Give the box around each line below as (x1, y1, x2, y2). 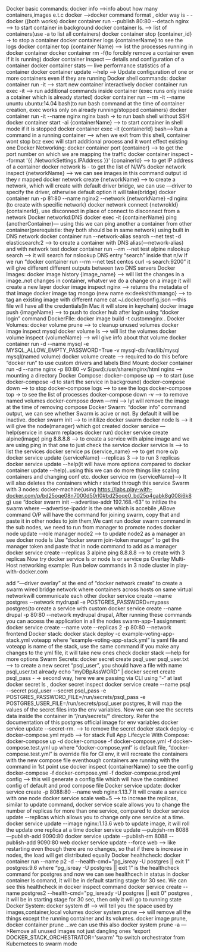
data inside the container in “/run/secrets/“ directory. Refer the (6, 713, 160, 719)
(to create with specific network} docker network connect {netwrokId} (6, 201, 179, 208)
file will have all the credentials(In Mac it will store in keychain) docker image (6, 302, 194, 309)
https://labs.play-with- (97, 486, 153, 493)
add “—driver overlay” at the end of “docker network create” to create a (6, 580, 183, 586)
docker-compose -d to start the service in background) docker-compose (6, 378, 186, 385)
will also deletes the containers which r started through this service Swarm (6, 479, 189, 486)
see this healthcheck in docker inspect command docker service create (6, 884, 182, 890)
